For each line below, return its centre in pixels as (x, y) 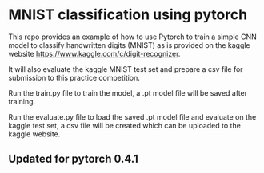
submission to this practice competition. (74, 77)
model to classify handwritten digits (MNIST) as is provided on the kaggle (129, 45)
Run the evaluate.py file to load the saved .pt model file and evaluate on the (132, 116)
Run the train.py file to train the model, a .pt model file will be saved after (128, 92)
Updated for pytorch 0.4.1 (73, 159)
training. (22, 101)
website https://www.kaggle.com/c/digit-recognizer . (94, 53)
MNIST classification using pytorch (128, 15)
